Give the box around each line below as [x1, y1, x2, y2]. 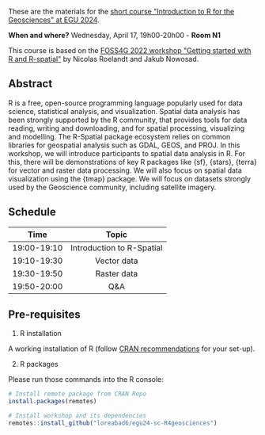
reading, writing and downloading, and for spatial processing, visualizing [8, 123, 245, 133]
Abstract [8, 77, 53, 90]
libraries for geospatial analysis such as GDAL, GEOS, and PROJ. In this [8, 140, 240, 150]
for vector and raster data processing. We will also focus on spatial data [8, 166, 243, 175]
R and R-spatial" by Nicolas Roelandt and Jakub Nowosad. [8, 55, 199, 63]
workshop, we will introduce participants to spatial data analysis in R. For [8, 148, 246, 158]
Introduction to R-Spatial [70, 242, 163, 253]
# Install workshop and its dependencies [8, 412, 147, 420]
